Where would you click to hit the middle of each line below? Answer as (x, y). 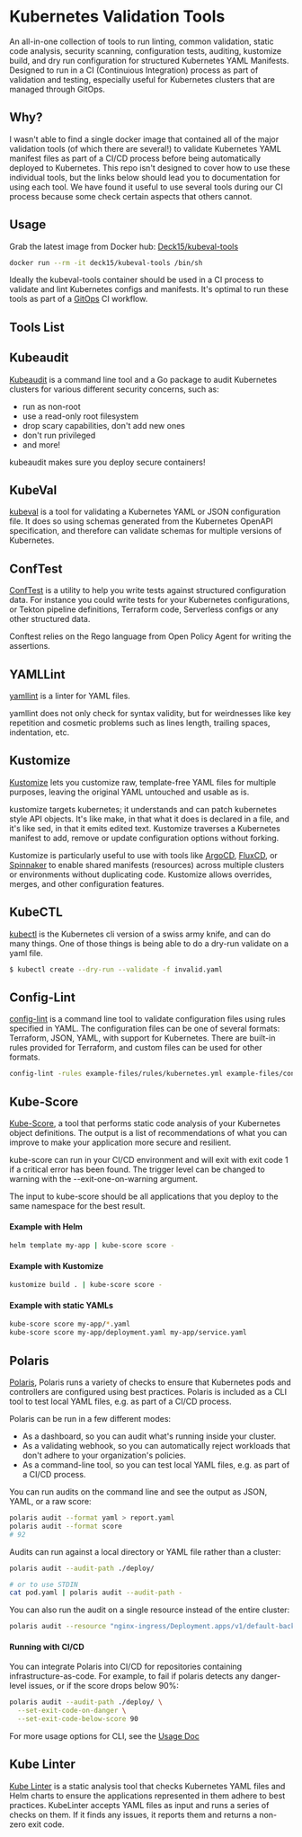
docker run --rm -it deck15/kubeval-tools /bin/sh (106, 262)
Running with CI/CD (47, 1646)
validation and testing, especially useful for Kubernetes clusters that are (142, 79)
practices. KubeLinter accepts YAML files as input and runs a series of (139, 1805)
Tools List (37, 327)
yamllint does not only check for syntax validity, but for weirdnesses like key (151, 714)
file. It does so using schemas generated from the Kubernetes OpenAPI (141, 521)
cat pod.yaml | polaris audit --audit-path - (96, 1593)
